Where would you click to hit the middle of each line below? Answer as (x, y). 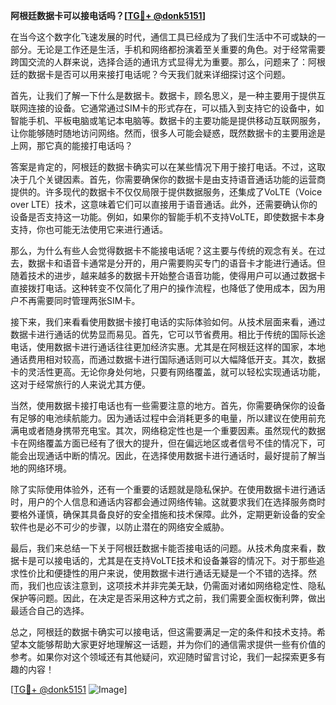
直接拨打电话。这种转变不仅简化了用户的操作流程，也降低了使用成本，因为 (163, 288)
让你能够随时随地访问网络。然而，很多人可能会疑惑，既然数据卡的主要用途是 (168, 133)
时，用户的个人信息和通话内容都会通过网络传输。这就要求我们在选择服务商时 (168, 502)
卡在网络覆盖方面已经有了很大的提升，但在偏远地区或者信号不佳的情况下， (163, 443)
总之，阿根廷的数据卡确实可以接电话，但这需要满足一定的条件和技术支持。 (163, 632)
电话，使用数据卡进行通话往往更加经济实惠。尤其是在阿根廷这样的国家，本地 (168, 347)
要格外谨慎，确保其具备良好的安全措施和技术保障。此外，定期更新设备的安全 (168, 514)
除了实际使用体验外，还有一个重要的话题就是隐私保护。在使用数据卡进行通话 (168, 489)
